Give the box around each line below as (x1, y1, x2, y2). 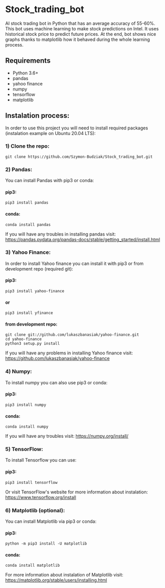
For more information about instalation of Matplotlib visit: (5, 572, 123, 578)
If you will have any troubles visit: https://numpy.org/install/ (5, 433, 129, 439)
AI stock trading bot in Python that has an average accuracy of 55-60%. (5, 20, 155, 26)
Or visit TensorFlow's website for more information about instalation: (5, 489, 148, 495)
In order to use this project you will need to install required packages (5, 125, 148, 131)
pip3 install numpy (5, 402, 47, 408)
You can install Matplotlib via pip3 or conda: (5, 518, 97, 524)
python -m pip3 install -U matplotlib (5, 541, 87, 547)
